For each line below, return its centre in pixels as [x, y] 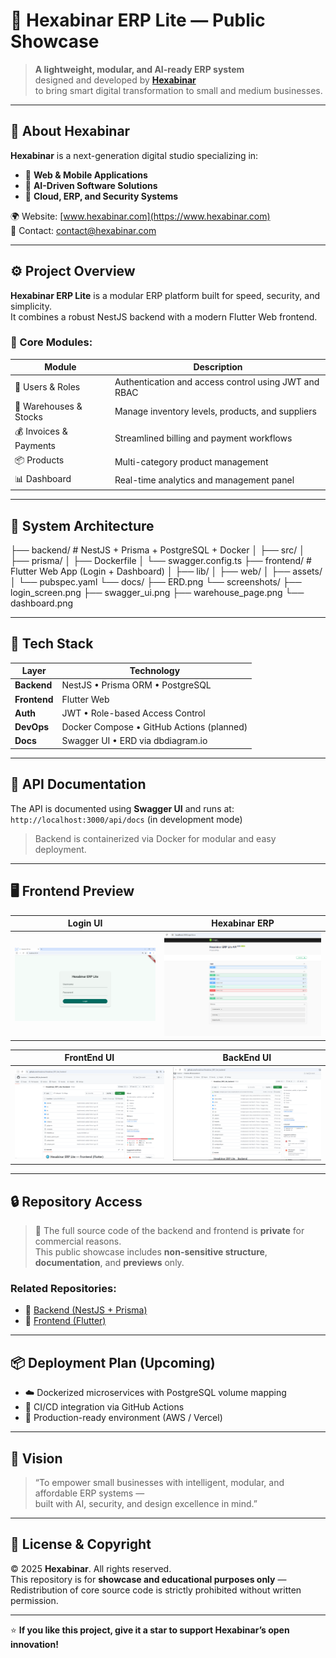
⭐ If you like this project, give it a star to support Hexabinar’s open [150, 1630]
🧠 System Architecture [82, 525]
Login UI [85, 923]
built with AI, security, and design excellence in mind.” [146, 1504]
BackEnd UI [247, 1058]
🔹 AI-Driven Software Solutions [91, 185]
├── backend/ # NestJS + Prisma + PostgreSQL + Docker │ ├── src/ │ [158, 550]
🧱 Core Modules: [51, 342]
